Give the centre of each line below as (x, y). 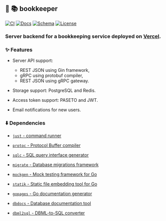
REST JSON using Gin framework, (55, 70)
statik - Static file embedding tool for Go (55, 184)
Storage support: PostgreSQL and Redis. (54, 91)
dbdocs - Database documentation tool (52, 204)
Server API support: (33, 61)
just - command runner (37, 136)
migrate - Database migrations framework (55, 165)
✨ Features (19, 49)
